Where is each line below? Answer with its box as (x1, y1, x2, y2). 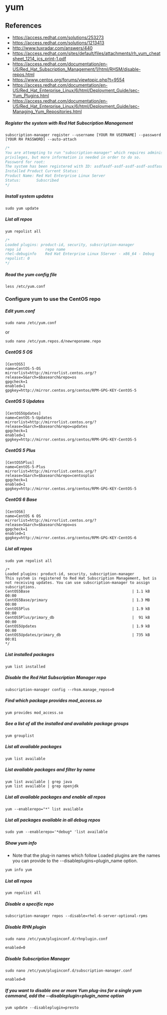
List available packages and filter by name (5, 767, 95, 773)
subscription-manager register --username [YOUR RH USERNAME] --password (5, 132, 162, 137)
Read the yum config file (5, 271, 57, 277)
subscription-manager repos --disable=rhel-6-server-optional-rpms (5, 913, 148, 918)
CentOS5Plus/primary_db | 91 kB (5, 615, 150, 620)
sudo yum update (5, 206, 39, 211)
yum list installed (5, 664, 46, 669)
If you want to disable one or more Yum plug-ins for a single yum (5, 987, 142, 993)
